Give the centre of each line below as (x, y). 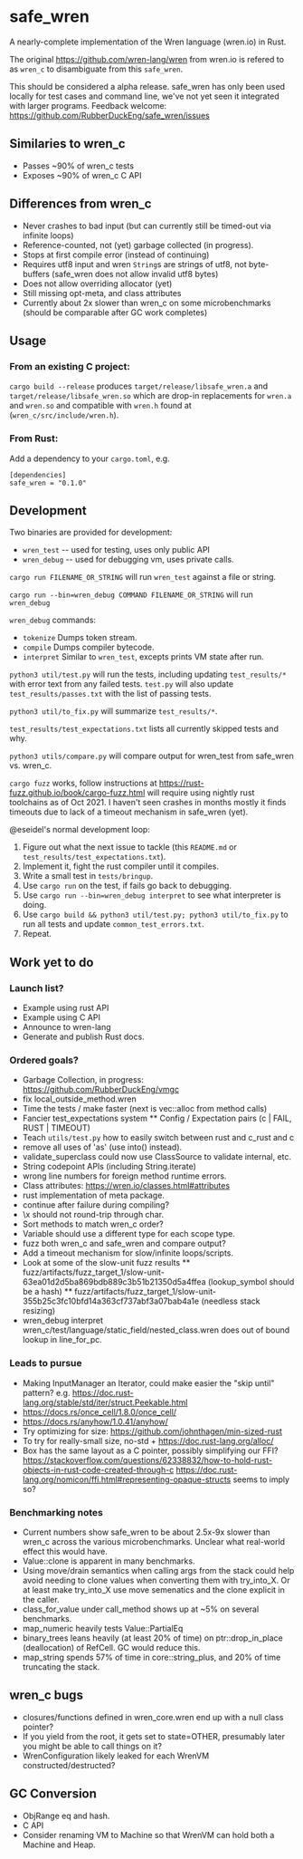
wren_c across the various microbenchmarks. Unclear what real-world (154, 1541)
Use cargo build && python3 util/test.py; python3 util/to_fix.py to (155, 915)
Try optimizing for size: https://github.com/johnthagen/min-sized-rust (152, 1431)
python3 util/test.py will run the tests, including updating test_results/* (148, 674)
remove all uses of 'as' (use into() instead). (102, 1147)
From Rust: (34, 438)
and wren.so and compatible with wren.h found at (100, 406)
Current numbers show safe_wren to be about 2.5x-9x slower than (146, 1532)
